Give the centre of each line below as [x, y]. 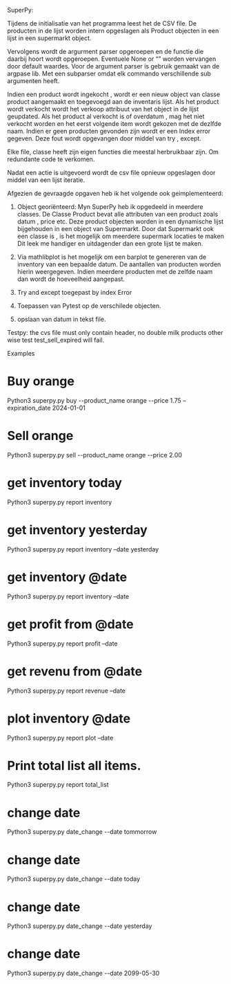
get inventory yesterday [78, 530]
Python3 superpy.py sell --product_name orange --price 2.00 [95, 455]
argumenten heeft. [33, 81]
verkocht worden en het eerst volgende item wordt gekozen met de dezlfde [114, 124]
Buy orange [41, 382]
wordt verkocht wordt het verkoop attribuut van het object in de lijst [103, 109]
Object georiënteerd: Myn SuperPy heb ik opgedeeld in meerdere [110, 207]
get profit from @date [70, 624]
